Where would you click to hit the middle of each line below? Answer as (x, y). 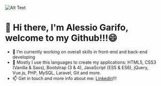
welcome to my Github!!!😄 (61, 38)
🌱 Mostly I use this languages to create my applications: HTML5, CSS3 (84, 62)
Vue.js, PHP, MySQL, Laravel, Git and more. (57, 73)
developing (24, 57)
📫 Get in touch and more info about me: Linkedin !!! (64, 78)
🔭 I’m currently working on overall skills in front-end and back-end (80, 51)
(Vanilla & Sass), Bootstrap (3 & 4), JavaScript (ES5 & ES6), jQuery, (80, 67)
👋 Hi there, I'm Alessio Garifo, (67, 28)
